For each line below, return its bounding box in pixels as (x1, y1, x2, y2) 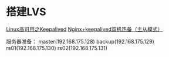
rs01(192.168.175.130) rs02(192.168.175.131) (6, 44, 107, 51)
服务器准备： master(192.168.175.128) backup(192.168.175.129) (6, 38, 154, 45)
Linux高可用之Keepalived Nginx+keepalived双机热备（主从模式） (6, 26, 163, 33)
